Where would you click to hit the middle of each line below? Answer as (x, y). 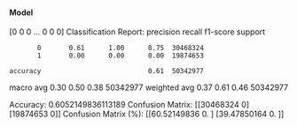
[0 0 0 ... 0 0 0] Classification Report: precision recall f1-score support (137, 32)
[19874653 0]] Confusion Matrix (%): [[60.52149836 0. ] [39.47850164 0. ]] (147, 114)
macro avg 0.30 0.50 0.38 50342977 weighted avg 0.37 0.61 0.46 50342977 (149, 87)
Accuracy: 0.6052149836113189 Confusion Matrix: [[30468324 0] (129, 105)
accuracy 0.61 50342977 (106, 71)
